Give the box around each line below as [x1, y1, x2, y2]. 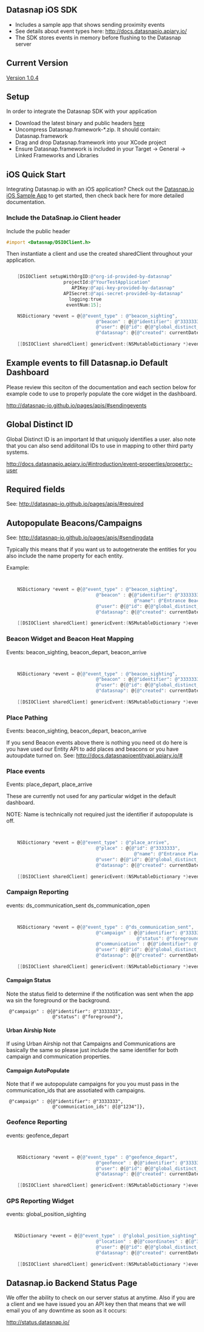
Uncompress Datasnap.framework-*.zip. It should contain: [15, 126, 161, 133]
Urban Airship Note [6, 1026, 56, 1034]
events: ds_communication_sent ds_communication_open [6, 901, 150, 909]
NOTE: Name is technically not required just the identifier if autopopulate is [6, 811, 194, 818]
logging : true [69, 296, 102, 302]
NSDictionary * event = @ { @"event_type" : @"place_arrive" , [17, 839, 170, 846]
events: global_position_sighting [6, 1211, 87, 1218]
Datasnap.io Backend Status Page [6, 1278, 138, 1288]
